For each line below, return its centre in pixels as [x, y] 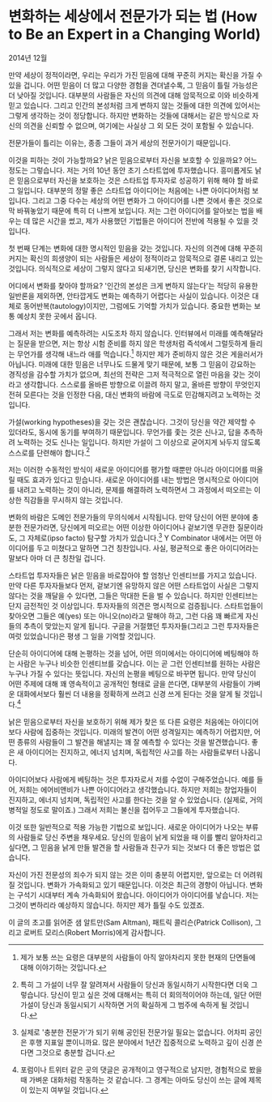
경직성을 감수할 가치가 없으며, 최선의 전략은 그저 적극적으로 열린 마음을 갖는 [127, 374]
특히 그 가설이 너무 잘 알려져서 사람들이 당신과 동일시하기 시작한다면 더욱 [134, 985]
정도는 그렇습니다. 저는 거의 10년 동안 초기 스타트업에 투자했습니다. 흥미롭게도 [131, 170]
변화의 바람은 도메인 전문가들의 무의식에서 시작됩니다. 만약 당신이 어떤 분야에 [130, 517]
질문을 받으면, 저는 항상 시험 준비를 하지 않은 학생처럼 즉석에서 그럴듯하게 [132, 343]
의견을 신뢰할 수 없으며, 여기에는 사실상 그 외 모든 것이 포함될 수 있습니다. [138, 126]
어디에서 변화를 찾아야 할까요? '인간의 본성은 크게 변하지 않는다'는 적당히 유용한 [133, 285]
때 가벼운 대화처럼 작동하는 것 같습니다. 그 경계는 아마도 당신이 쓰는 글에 [133, 1079]
